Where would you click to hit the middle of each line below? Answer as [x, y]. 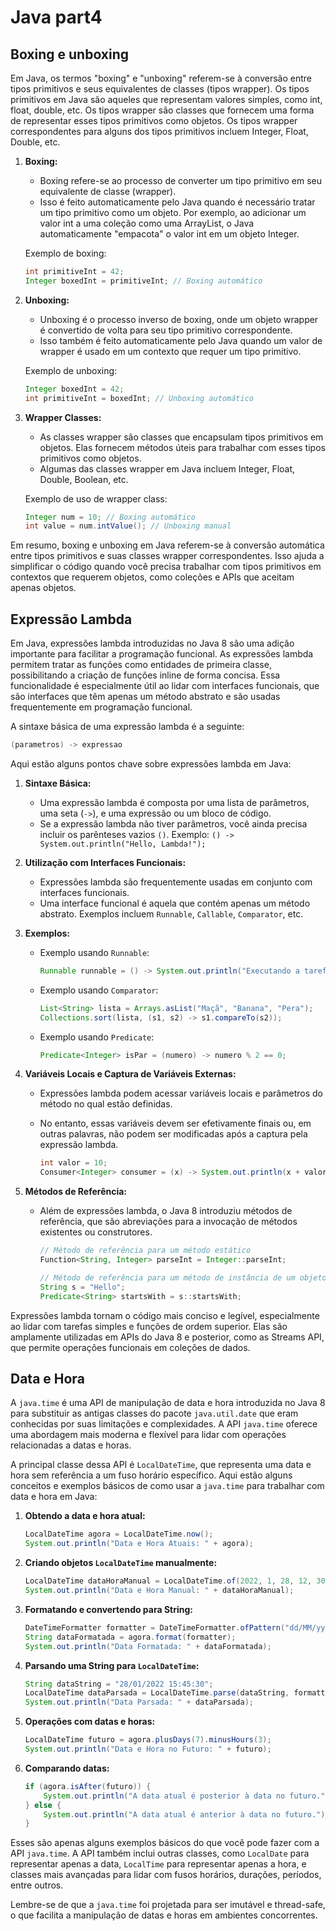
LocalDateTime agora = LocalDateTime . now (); [119, 1534]
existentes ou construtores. [96, 1232]
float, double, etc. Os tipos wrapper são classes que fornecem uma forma [162, 110]
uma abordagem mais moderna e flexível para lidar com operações [148, 1435]
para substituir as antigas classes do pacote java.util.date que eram [154, 1413]
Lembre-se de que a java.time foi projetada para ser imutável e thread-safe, [168, 1905]
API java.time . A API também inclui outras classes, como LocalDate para [160, 1853]
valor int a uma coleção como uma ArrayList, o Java [147, 223]
